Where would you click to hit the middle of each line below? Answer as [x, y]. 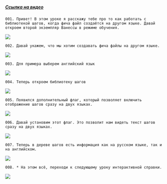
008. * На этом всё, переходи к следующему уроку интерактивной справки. [84, 167]
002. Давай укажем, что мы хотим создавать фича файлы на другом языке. [82, 46]
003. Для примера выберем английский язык [50, 64]
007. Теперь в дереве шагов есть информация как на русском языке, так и [84, 145]
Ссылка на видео [24, 7]
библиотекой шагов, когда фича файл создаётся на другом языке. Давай [80, 23]
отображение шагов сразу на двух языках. [49, 104]
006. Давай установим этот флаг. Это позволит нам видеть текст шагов [80, 122]
